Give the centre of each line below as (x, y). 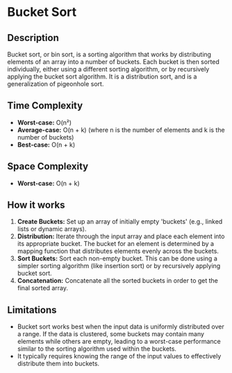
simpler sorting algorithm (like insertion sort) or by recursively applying (119, 266)
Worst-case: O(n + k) (48, 183)
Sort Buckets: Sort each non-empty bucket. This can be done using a (117, 258)
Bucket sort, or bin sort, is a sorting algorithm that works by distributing (109, 54)
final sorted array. (42, 288)
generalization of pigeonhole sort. (56, 84)
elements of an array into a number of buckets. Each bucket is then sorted (114, 62)
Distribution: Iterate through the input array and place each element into (121, 236)
